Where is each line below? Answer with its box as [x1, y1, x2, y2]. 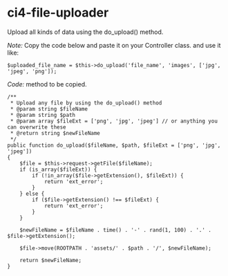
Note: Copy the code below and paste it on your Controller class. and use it [7, 41, 221, 49]
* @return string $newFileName [10, 129, 100, 136]
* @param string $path [10, 111, 76, 118]
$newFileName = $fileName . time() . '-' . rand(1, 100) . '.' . [19, 226, 212, 233]
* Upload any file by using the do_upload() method [10, 99, 162, 107]
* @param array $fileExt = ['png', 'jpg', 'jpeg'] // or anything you [10, 118, 218, 125]
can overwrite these [7, 123, 67, 131]
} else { [19, 190, 45, 197]
